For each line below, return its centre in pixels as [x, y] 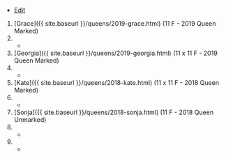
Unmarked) [30, 120]
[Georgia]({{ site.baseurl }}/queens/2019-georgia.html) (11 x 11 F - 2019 [115, 53]
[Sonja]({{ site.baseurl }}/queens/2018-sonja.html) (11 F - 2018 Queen [114, 112]
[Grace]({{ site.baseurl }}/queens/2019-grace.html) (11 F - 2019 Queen [115, 23]
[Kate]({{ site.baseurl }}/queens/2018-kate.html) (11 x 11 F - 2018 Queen [116, 82]
